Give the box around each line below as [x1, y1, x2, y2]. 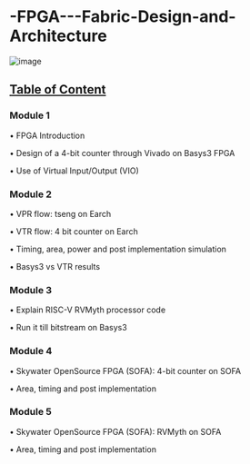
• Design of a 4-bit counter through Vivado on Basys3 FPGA [9, 147, 235, 158]
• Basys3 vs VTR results [9, 261, 101, 271]
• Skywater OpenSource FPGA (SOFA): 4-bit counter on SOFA [9, 365, 242, 376]
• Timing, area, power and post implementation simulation [9, 243, 227, 254]
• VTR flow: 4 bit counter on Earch [9, 225, 139, 237]
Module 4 [9, 345, 53, 358]
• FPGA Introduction [9, 130, 85, 141]
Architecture [9, 25, 107, 46]
